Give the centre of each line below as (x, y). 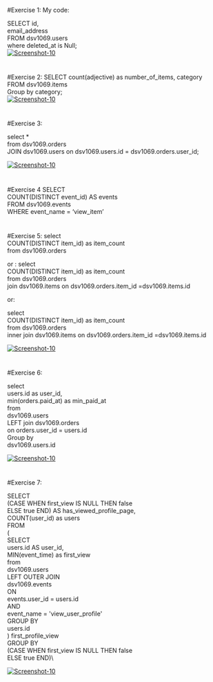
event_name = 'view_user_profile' (55, 614)
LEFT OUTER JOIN (34, 577)
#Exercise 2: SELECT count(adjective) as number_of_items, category (105, 77)
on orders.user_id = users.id (47, 430)
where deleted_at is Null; (42, 45)
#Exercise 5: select (34, 235)
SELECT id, (23, 23)
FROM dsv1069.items (37, 84)
